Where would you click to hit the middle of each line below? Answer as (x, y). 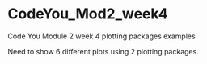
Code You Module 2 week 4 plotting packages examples (101, 36)
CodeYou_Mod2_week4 (88, 14)
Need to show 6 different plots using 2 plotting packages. (103, 51)
